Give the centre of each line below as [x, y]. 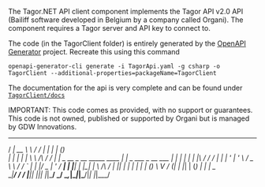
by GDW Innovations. [43, 127]
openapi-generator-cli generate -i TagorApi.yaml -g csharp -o [114, 66]
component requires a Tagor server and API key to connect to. [109, 28]
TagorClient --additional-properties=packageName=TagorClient [112, 73]
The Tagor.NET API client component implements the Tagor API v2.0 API [126, 11]
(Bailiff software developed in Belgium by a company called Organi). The [126, 20]
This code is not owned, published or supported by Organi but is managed [129, 118]
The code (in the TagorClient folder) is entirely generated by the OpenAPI [127, 43]
